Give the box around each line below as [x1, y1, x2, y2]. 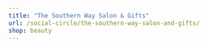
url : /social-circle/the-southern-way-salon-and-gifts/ [8, 19, 200, 27]
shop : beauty [8, 26, 52, 34]
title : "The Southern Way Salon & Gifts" [8, 11, 150, 20]
